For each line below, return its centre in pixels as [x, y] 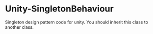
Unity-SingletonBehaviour [59, 9]
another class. [19, 27]
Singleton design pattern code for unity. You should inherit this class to [77, 22]
